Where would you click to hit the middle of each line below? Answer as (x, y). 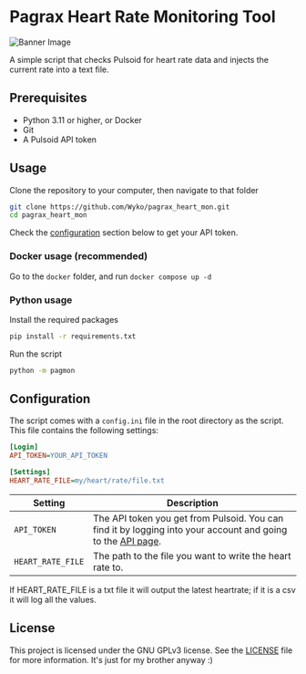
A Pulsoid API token (60, 140)
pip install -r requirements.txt (73, 336)
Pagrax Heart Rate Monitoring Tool (143, 17)
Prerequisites (48, 98)
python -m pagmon (42, 370)
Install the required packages (64, 319)
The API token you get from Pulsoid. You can (188, 518)
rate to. (108, 567)
